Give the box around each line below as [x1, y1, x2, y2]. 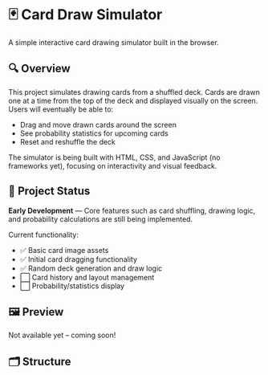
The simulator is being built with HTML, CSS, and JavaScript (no [8, 153, 221, 162]
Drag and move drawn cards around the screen [19, 120, 177, 129]
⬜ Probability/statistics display [19, 281, 125, 291]
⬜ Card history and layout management [19, 272, 155, 282]
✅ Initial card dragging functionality [19, 254, 138, 264]
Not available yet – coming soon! [8, 330, 116, 340]
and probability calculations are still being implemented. [8, 214, 193, 224]
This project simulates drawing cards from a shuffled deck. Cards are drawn [8, 87, 261, 96]
